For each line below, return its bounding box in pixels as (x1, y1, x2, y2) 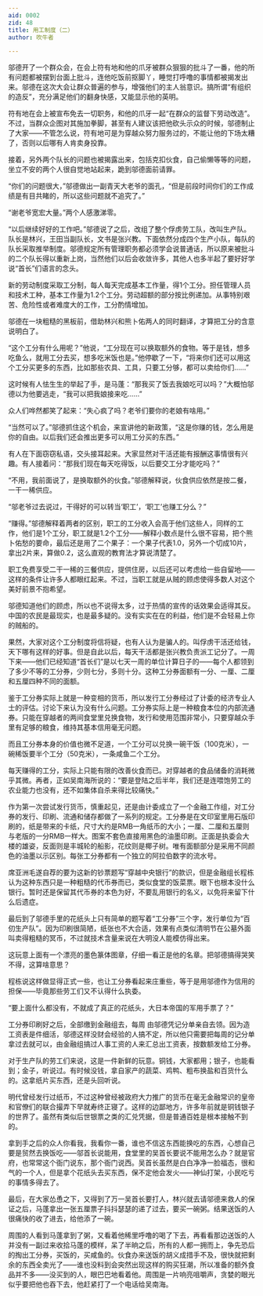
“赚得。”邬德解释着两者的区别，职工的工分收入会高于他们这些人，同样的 (8, 519, 237, 528)
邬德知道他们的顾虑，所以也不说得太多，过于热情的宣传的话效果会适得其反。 (8, 601, 255, 610)
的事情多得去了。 (8, 1178, 63, 1187)
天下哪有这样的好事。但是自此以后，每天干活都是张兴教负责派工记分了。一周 (8, 647, 255, 657)
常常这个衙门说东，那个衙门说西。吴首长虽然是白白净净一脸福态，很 (28, 1158, 248, 1167)
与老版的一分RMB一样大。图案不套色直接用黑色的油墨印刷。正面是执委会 (8, 832, 243, 841)
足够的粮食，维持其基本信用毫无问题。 (21, 723, 146, 732)
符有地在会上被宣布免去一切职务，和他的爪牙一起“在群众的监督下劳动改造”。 (8, 109, 254, 118)
